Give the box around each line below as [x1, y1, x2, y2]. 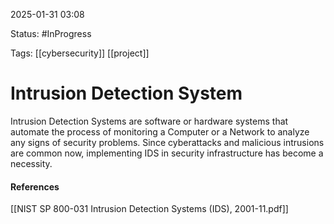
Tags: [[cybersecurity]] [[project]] [10, 47, 150, 59]
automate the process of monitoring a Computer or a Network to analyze [10, 125, 310, 138]
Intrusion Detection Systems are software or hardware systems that [10, 115, 289, 127]
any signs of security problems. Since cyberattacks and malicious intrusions [10, 136, 325, 148]
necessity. [10, 157, 53, 169]
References [10, 180, 60, 193]
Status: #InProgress [10, 28, 92, 39]
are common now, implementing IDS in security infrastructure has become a [10, 147, 324, 159]
